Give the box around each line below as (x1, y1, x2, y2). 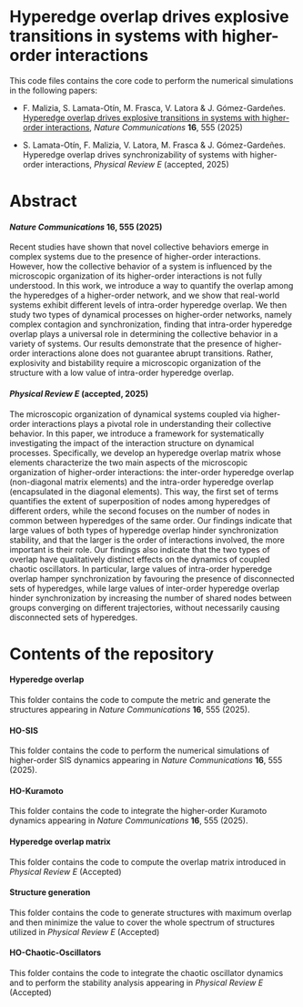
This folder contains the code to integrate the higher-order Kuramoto (9, 806, 268, 817)
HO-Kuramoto (9, 785, 64, 796)
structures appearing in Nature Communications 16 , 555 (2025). (9, 704, 250, 715)
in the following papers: (9, 85, 98, 96)
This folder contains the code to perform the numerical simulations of (9, 745, 270, 757)
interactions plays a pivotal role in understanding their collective (31, 418, 271, 429)
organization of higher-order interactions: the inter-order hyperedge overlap (9, 466, 294, 477)
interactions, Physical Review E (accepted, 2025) (45, 158, 229, 169)
